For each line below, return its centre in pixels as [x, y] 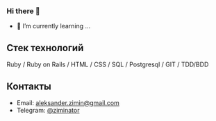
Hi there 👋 [24, 11]
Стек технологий [45, 48]
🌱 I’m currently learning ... [53, 26]
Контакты [29, 86]
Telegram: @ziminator [48, 110]
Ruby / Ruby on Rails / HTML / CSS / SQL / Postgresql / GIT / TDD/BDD [108, 64]
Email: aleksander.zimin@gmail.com [68, 102]
